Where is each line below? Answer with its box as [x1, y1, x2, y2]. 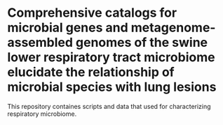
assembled [7, 35, 74, 50]
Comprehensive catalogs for [7, 5, 177, 21]
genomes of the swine [76, 35, 208, 50]
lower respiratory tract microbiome [7, 50, 215, 66]
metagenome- [130, 20, 216, 36]
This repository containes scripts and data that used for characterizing [7, 102, 212, 110]
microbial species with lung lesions [7, 79, 217, 95]
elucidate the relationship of [7, 64, 175, 80]
